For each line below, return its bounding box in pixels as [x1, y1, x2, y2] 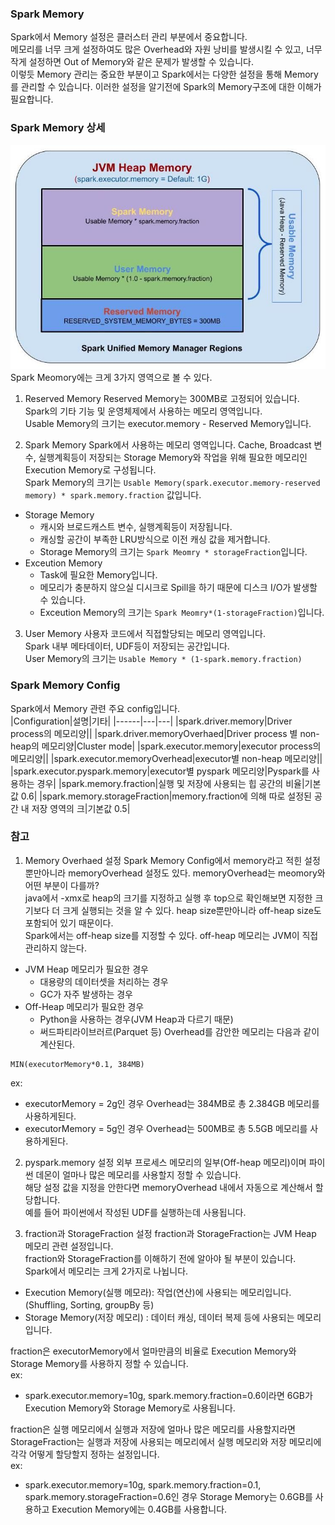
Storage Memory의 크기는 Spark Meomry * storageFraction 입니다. [39, 546, 308, 558]
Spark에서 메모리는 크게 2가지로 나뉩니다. [24, 1265, 189, 1277]
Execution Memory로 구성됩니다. [24, 464, 157, 476]
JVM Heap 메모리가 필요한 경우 [24, 963, 149, 975]
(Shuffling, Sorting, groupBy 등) [24, 1298, 155, 1311]
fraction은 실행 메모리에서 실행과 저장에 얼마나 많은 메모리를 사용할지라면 [10, 1423, 296, 1435]
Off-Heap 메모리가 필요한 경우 [24, 1000, 145, 1012]
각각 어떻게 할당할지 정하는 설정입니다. [10, 1448, 160, 1460]
